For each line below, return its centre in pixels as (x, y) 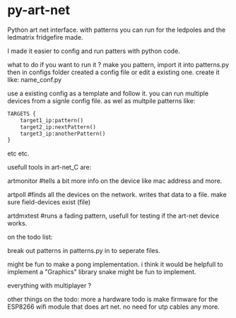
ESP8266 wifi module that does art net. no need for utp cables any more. (114, 307)
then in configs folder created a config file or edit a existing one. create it (113, 72)
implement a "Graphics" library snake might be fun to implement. (102, 272)
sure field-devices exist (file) (49, 202)
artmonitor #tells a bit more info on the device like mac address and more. (115, 181)
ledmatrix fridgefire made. (45, 37)
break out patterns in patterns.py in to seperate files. (84, 251)
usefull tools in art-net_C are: (49, 167)
